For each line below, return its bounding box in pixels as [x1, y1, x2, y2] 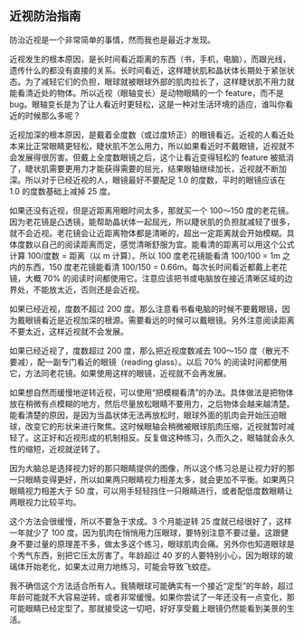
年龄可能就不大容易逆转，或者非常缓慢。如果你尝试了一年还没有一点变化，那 [9, 591, 295, 602]
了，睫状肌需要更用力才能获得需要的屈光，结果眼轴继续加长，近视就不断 [9, 163, 279, 174]
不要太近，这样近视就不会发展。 [9, 326, 128, 336]
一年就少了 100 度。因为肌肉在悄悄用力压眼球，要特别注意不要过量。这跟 [9, 527, 281, 538]
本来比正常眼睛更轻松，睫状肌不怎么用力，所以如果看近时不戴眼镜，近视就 [9, 140, 287, 151]
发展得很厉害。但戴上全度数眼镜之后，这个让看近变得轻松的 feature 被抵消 [16, 152, 294, 163]
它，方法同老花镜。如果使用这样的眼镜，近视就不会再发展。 [9, 367, 232, 378]
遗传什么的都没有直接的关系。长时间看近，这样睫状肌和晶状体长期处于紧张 [9, 64, 287, 75]
